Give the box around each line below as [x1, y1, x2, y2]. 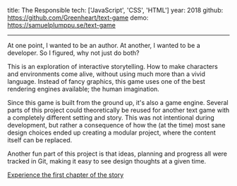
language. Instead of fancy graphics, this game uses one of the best [7, 77, 206, 85]
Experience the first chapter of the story [7, 170, 124, 179]
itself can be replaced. [7, 136, 73, 144]
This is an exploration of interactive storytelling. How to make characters [7, 63, 219, 70]
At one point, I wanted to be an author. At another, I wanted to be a [7, 42, 201, 49]
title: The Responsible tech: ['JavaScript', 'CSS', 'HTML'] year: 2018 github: [7, 6, 224, 14]
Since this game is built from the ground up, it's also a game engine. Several [7, 99, 229, 106]
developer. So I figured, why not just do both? [7, 49, 140, 57]
